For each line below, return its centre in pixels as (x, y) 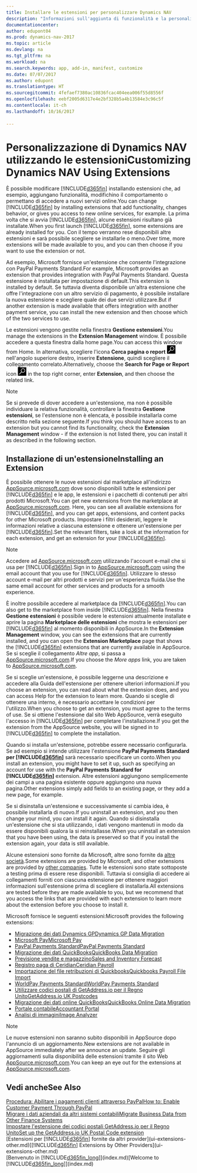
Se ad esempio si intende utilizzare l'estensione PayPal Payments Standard (98, 751)
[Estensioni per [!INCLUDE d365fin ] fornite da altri (66, 1139)
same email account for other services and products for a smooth (85, 586)
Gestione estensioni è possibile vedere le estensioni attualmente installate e (98, 616)
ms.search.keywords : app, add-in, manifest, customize (74, 68)
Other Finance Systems (34, 1120)
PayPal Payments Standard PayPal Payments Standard (80, 946)
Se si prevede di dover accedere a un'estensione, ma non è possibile (89, 403)
